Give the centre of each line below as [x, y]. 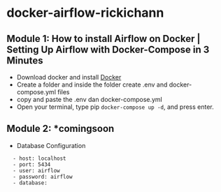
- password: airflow [43, 177]
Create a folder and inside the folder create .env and [92, 84]
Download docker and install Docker [69, 77]
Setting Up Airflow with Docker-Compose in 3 [108, 49]
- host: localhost [40, 158]
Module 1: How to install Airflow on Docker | [104, 39]
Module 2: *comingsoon [60, 129]
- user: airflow [36, 170]
